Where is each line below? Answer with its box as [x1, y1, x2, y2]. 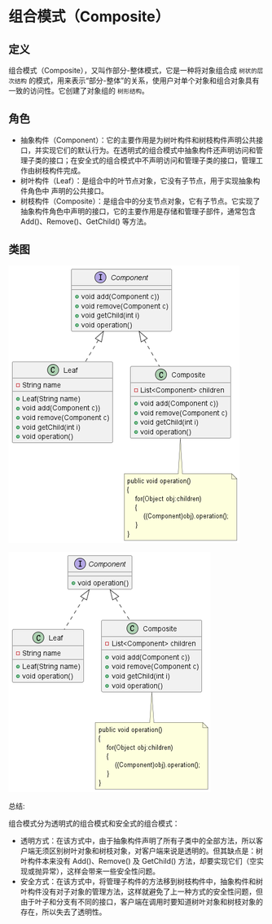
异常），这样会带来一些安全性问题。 [42, 866, 160, 876]
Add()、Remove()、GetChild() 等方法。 [20, 217, 151, 226]
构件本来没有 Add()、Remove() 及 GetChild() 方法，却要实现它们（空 [27, 856, 257, 865]
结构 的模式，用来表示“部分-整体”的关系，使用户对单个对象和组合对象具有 [14, 76, 260, 85]
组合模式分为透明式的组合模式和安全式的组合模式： [8, 818, 180, 828]
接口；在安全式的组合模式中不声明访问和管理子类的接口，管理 [48, 155, 257, 165]
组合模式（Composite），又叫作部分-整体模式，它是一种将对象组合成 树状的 [8, 66, 258, 75]
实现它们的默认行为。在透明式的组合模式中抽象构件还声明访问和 [42, 145, 257, 155]
